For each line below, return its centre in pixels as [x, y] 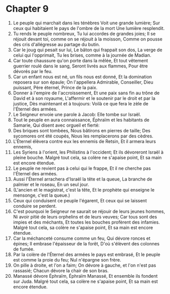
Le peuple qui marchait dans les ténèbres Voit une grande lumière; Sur [87, 23]
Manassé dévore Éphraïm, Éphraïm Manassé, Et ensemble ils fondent [85, 276]
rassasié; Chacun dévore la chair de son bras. [61, 270]
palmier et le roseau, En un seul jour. [51, 184]
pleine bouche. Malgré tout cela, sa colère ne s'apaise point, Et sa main [87, 157]
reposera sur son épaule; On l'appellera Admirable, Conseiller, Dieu [83, 82]
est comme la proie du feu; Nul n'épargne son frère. [67, 260]
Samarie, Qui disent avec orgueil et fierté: [56, 125]
